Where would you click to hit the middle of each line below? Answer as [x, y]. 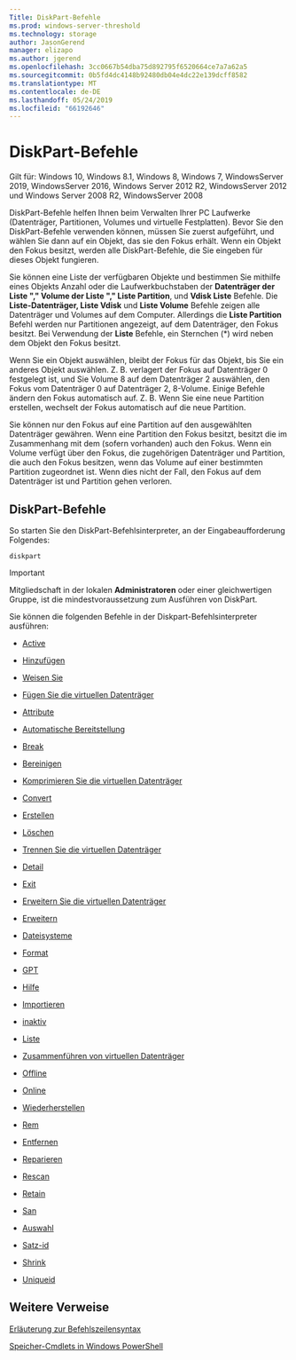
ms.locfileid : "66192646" [57, 108]
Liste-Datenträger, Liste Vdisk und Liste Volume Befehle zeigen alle [135, 305]
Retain [34, 1194]
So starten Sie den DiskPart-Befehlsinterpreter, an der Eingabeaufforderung [147, 530]
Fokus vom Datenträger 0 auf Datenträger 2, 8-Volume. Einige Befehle [137, 389]
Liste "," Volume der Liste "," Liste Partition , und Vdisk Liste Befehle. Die [144, 296]
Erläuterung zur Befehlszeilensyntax [75, 1329]
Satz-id [35, 1245]
